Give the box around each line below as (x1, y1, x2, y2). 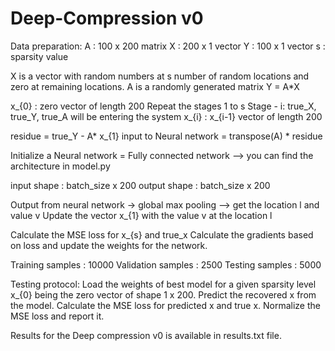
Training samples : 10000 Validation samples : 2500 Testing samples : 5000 (10, 258, 322, 271)
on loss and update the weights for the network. (10, 239, 208, 251)
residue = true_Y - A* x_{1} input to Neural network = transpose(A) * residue (10, 130, 323, 142)
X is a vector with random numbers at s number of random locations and (10, 70, 310, 82)
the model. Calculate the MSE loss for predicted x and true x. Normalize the (10, 299, 321, 311)
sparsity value (10, 50, 69, 62)
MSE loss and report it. (10, 310, 105, 322)
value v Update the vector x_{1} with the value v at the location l (10, 209, 273, 221)
